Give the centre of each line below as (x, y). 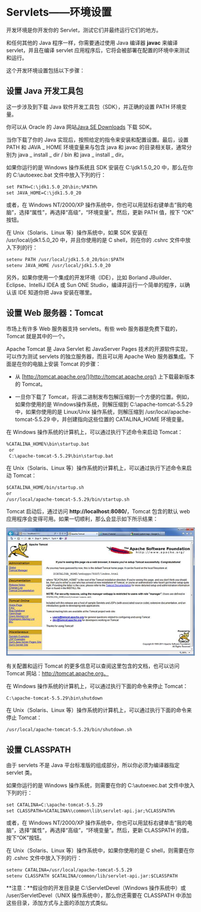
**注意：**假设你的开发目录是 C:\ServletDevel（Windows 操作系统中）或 (96, 888)
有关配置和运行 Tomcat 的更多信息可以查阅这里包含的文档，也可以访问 (93, 666)
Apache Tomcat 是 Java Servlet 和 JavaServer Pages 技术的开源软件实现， (99, 349)
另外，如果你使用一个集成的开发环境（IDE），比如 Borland (77, 277)
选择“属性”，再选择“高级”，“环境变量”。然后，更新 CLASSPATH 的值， (106, 831)
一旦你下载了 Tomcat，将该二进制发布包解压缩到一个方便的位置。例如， (103, 396)
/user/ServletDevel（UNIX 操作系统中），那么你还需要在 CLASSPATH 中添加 (99, 895)
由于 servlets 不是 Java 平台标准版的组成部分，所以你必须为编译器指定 (93, 765)
